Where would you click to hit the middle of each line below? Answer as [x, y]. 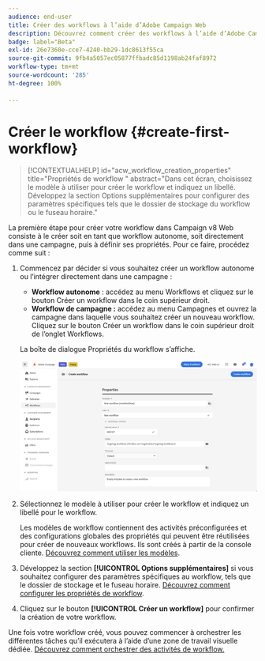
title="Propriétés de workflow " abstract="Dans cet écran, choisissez [140, 179]
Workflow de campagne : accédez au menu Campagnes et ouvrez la [144, 309]
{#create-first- [180, 132]
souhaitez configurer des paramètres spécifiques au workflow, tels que [135, 576]
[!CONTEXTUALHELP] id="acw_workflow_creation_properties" [129, 171]
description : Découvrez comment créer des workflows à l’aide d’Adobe [127, 33]
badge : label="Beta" [42, 42]
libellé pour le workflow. [58, 512]
